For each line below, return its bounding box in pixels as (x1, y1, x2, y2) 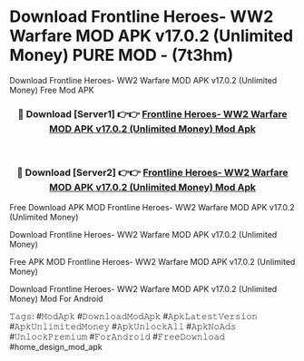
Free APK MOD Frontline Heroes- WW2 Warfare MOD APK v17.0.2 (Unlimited (9, 256, 296, 267)
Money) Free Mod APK (9, 84, 94, 95)
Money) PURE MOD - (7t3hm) (9, 45, 234, 65)
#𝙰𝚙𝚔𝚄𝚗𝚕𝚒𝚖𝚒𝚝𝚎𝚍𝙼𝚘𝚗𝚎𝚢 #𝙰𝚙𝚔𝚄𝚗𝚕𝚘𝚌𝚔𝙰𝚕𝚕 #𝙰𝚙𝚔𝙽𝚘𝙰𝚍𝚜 (9, 320, 237, 332)
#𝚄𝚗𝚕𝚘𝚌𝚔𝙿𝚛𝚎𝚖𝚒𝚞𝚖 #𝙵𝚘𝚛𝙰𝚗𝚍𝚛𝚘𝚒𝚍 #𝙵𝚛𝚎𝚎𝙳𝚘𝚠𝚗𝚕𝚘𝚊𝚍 (9, 331, 225, 342)
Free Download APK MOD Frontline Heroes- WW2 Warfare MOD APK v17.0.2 (9, 201, 295, 212)
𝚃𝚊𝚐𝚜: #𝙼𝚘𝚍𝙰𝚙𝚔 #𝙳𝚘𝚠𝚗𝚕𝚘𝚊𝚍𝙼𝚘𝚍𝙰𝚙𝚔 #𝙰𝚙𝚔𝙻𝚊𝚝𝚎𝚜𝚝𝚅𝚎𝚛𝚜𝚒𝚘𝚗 (9, 310, 259, 321)
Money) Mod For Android (9, 293, 103, 304)
